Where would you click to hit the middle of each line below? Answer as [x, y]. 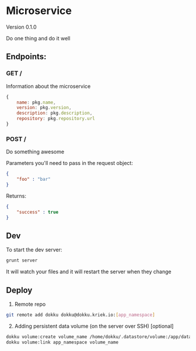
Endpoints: [26, 57]
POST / [16, 139]
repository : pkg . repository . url [56, 119]
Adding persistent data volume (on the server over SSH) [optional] [94, 326]
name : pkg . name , [36, 102]
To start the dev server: [34, 250]
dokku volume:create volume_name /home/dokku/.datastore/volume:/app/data [99, 337]
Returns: [16, 196]
